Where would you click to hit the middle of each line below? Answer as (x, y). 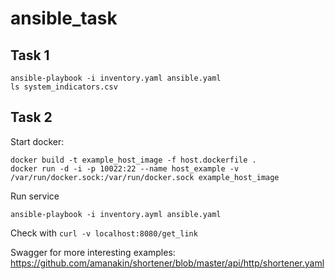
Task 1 (30, 55)
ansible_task (64, 18)
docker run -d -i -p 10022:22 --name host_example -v (125, 168)
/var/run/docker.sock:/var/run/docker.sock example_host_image (145, 177)
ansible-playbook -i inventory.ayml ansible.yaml (116, 214)
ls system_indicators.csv (64, 87)
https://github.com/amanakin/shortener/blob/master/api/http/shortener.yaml (167, 263)
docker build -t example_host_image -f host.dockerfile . (133, 160)
